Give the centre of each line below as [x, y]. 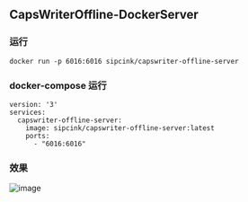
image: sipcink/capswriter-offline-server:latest [120, 128]
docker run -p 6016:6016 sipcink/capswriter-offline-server [124, 61]
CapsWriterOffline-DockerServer [104, 15]
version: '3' [34, 104]
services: [28, 112]
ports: [38, 136]
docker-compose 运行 [58, 85]
